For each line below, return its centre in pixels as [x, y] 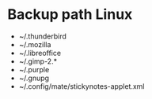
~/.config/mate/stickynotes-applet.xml [82, 86]
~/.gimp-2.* [38, 61]
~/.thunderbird [42, 36]
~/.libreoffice [40, 53]
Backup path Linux [70, 15]
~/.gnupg [34, 78]
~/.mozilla [35, 44]
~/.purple [34, 69]
